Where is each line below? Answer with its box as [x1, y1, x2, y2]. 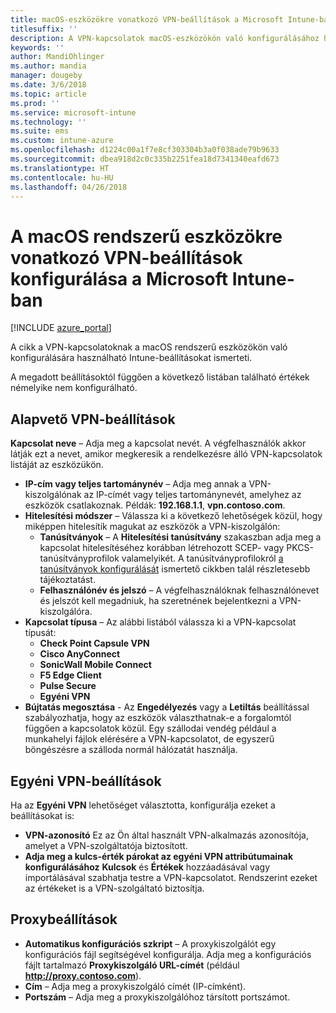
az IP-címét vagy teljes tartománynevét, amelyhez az [83, 489, 302, 501]
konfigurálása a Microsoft [10, 267, 229, 290]
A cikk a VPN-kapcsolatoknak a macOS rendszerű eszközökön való [10, 341, 288, 353]
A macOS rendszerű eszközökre [10, 225, 283, 248]
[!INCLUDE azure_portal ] [10, 322, 112, 334]
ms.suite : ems [10, 126, 70, 136]
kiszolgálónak [24, 489, 82, 501]
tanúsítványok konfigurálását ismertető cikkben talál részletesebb [39, 563, 311, 575]
